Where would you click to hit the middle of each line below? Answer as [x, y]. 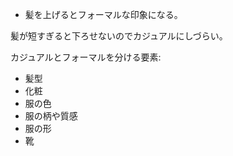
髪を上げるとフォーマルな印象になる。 [103, 14]
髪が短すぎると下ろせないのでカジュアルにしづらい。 [119, 36]
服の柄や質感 [51, 116]
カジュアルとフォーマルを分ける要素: [86, 57]
